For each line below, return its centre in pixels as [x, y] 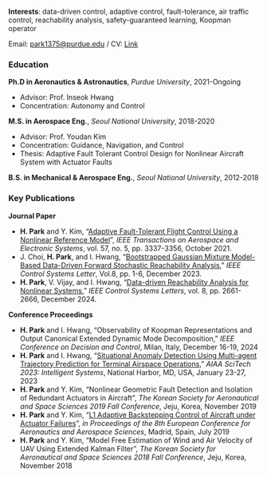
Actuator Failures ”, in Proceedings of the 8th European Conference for [135, 423]
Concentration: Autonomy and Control [82, 106]
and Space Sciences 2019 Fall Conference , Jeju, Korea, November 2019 [138, 406]
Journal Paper [32, 215]
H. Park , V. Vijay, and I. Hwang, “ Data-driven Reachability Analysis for [134, 282]
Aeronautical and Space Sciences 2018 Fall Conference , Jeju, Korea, [133, 457]
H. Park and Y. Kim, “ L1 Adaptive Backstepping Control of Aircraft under [137, 415]
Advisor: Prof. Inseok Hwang [67, 97]
